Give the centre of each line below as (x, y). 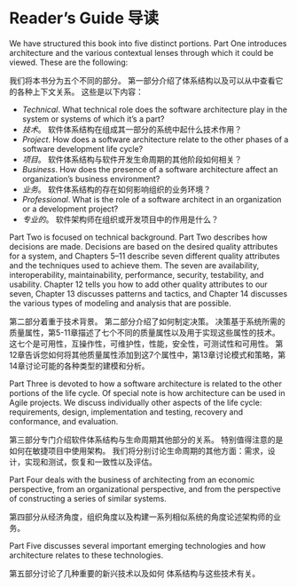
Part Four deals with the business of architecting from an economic (132, 480)
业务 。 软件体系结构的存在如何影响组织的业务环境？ (116, 189)
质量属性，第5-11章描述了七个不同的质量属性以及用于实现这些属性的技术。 (145, 332)
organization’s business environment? (91, 178)
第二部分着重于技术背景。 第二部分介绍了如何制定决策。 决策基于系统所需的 (147, 321)
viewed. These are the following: (69, 62)
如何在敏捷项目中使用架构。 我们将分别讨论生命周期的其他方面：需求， (138, 450)
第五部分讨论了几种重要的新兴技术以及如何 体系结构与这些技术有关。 (134, 573)
